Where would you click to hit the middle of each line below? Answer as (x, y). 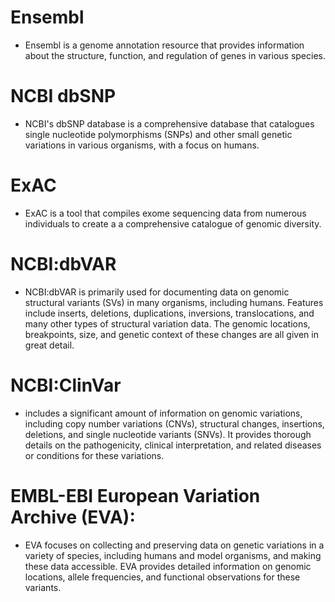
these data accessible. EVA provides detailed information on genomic (168, 566)
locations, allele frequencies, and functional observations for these (162, 577)
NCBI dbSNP (63, 96)
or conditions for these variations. (94, 455)
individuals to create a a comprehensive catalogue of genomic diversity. (173, 223)
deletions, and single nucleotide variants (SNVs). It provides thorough (168, 434)
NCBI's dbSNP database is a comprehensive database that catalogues (169, 123)
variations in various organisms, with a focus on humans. (142, 145)
